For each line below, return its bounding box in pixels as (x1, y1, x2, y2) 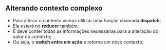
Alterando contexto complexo (5, 4, 103, 13)
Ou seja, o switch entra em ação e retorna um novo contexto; (12, 39, 144, 45)
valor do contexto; (12, 33, 52, 39)
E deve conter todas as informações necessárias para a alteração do (12, 28, 159, 34)
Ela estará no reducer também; (12, 23, 79, 29)
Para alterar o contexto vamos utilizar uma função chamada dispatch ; (12, 17, 161, 23)
